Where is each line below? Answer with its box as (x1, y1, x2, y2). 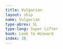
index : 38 (5, 36, 27, 41)
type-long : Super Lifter (5, 27, 58, 32)
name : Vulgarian (5, 17, 40, 22)
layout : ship (5, 12, 33, 17)
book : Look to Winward (5, 31, 54, 36)
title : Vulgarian (5, 7, 43, 13)
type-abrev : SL (5, 21, 38, 27)
